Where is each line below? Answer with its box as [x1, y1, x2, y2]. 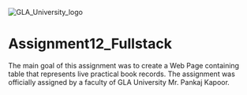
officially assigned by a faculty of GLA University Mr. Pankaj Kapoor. [8, 77, 230, 86]
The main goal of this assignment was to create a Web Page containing [8, 60, 239, 70]
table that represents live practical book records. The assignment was [8, 69, 235, 79]
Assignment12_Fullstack [8, 35, 172, 53]
